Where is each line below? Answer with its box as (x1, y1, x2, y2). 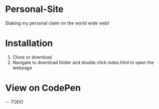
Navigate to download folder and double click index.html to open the (12, 59, 154, 65)
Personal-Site (5, 3, 64, 15)
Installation (5, 37, 53, 49)
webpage (12, 64, 33, 70)
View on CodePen (5, 82, 81, 93)
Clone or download (12, 54, 52, 60)
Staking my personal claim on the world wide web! (5, 20, 109, 26)
